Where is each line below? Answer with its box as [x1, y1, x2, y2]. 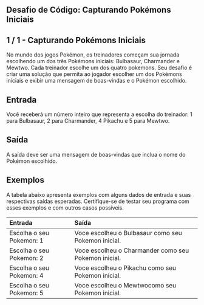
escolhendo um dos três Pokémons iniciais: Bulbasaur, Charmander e [6, 58, 180, 65]
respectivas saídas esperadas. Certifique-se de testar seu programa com [6, 197, 189, 205]
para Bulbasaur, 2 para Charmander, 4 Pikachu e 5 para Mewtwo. [6, 117, 170, 125]
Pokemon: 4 [9, 271, 44, 279]
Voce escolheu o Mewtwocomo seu [74, 281, 177, 289]
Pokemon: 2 [9, 253, 44, 262]
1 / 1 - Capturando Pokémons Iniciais [6, 35, 146, 45]
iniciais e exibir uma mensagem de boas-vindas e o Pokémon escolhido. [6, 77, 187, 84]
